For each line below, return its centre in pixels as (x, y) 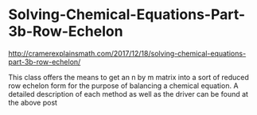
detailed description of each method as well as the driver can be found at (128, 94)
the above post (33, 102)
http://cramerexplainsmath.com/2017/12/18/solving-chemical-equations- (127, 53)
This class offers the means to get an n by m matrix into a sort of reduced (128, 77)
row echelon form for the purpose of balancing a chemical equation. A (123, 86)
